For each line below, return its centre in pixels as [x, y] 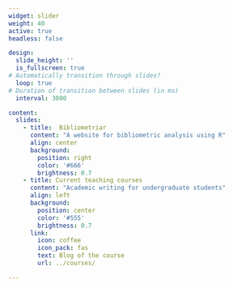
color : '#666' [61, 165]
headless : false [36, 38]
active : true [30, 31]
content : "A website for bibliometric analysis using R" [128, 135]
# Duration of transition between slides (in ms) [94, 91]
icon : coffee [59, 241]
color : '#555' [61, 218]
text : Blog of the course [81, 255]
